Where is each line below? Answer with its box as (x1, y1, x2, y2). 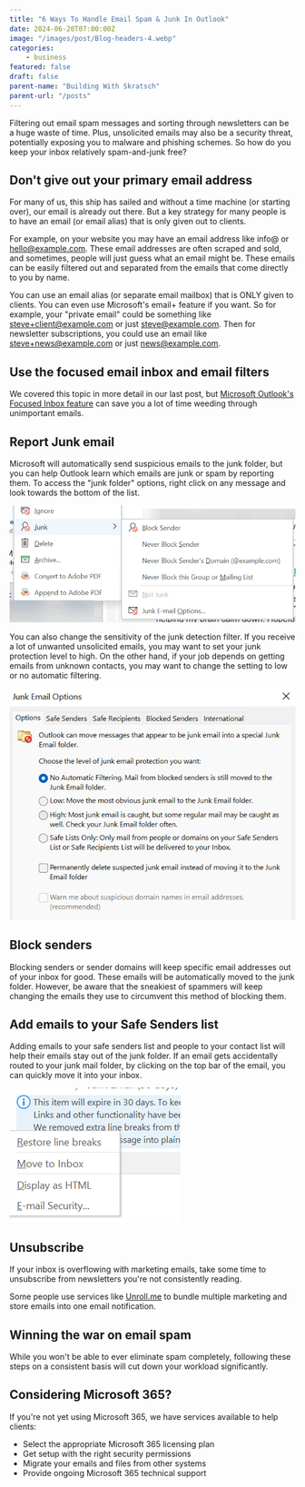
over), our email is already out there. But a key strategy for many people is (9, 206, 287, 217)
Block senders (9, 937, 93, 953)
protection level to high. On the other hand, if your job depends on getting (9, 650, 285, 662)
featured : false (9, 63, 71, 72)
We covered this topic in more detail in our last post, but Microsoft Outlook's (9, 389, 294, 400)
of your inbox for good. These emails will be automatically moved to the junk (9, 971, 295, 982)
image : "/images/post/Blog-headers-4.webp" (9, 34, 177, 43)
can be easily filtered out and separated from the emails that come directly (9, 263, 289, 273)
